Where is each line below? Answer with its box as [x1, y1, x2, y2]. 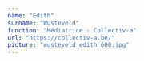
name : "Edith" [7, 11, 55, 20]
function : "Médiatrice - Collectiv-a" [7, 26, 137, 34]
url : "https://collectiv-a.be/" [7, 33, 115, 42]
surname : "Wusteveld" [7, 19, 80, 27]
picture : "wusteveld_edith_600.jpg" [7, 41, 130, 49]
